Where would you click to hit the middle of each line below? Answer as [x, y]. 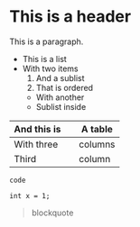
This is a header [70, 17]
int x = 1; [30, 195]
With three [36, 144]
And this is [37, 129]
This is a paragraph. [47, 41]
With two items [50, 68]
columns [97, 144]
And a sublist [60, 77]
